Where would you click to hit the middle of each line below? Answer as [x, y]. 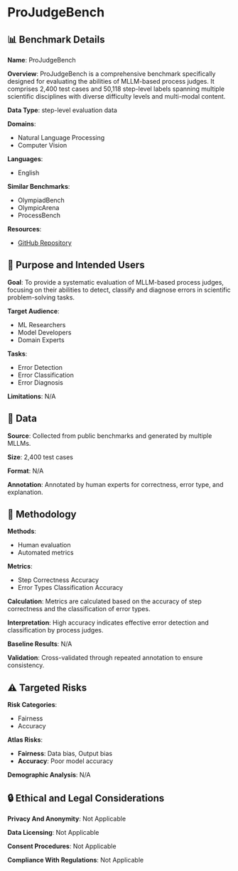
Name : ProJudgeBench [42, 60]
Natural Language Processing [61, 138]
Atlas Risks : [25, 740]
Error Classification [46, 375]
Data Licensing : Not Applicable [53, 833]
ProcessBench [39, 215]
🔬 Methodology [42, 514]
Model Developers [44, 332]
